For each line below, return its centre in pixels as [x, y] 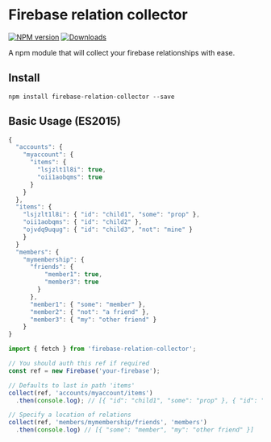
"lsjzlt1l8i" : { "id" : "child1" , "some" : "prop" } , [111, 215]
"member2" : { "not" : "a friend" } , [90, 312]
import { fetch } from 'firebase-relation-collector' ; [102, 349]
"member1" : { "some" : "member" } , [88, 304]
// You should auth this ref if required [79, 364]
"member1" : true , [73, 275]
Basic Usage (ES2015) [65, 121]
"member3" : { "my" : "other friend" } [93, 320]
